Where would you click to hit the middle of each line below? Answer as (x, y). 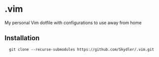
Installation (22, 38)
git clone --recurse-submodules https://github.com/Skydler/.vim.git (81, 49)
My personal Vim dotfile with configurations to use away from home (73, 23)
